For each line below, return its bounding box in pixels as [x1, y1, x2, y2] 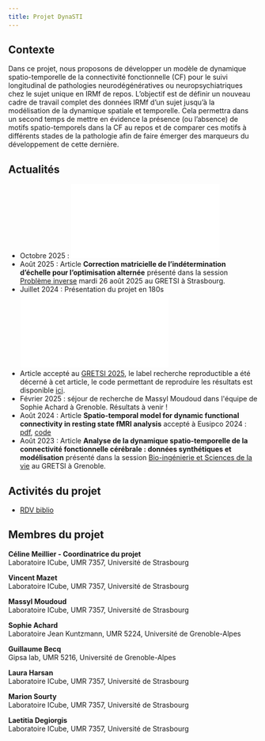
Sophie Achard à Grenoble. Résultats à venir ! [19, 402, 168, 412]
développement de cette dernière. [8, 139, 119, 150]
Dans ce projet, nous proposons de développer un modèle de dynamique [8, 64, 247, 74]
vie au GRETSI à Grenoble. [19, 462, 107, 471]
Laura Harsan [8, 667, 54, 677]
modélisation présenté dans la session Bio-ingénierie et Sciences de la [19, 453, 253, 462]
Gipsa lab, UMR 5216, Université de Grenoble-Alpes [8, 652, 176, 662]
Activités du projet [8, 484, 101, 498]
